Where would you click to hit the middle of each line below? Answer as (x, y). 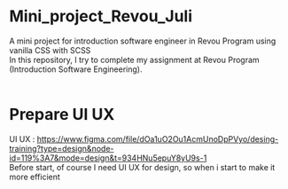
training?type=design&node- (62, 148)
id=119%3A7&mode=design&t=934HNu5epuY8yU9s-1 (108, 158)
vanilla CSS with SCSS (50, 50)
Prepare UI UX (62, 115)
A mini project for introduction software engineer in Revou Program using (143, 41)
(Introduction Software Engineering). (76, 69)
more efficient (35, 177)
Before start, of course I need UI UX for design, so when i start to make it (142, 167)
